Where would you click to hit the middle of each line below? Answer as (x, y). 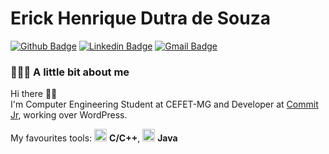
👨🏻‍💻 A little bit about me (70, 72)
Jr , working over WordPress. (69, 115)
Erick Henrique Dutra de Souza (141, 18)
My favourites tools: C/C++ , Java (94, 138)
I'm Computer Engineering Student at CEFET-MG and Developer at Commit (164, 104)
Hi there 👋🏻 (34, 94)
